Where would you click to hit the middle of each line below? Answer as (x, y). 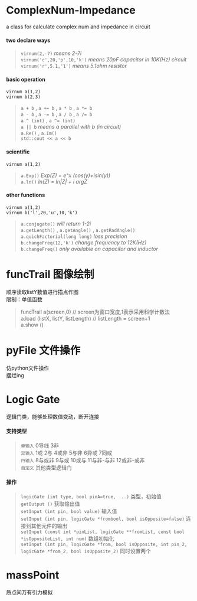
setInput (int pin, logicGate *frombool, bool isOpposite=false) (102, 519)
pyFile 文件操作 (43, 350)
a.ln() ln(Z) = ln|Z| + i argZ (54, 181)
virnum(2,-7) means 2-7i (51, 53)
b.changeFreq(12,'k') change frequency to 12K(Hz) (83, 242)
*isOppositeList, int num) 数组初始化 (67, 538)
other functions (26, 195)
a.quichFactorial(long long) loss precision (74, 236)
